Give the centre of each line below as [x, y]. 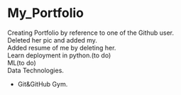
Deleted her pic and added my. [53, 40]
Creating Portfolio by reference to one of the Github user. [91, 33]
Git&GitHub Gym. [43, 84]
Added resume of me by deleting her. [62, 47]
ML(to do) [22, 62]
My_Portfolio [45, 13]
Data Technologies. [35, 70]
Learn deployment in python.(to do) [59, 55]
